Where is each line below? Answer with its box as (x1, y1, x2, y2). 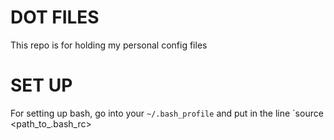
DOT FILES (10, 6, 100, 29)
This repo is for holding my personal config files (10, 39, 208, 51)
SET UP (10, 74, 73, 97)
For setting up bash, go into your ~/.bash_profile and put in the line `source (10, 107, 324, 119)
